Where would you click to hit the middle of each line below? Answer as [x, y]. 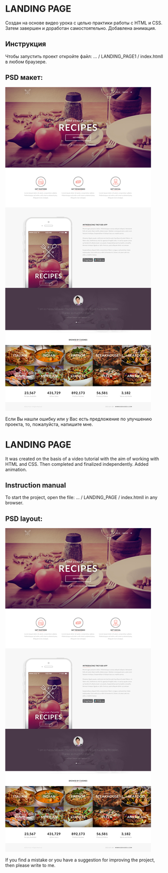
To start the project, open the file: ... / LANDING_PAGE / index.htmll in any [81, 497]
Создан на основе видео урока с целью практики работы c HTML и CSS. [84, 23]
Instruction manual [36, 485]
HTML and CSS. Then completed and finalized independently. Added [77, 464]
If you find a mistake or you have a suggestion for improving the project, [80, 860]
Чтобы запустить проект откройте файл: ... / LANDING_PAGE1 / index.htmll [84, 56]
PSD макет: [24, 78]
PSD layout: [24, 519]
